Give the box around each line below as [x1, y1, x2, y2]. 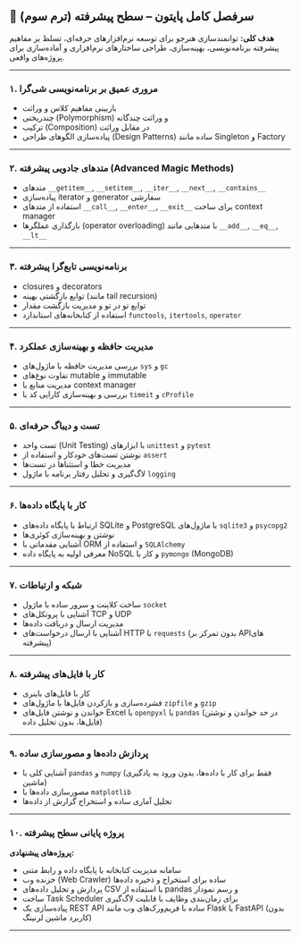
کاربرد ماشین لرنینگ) [21, 911, 92, 922]
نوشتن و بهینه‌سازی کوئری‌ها [21, 529, 115, 539]
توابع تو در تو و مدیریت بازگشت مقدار [21, 300, 146, 310]
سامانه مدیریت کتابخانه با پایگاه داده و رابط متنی [21, 864, 181, 875]
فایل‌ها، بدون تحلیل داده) [21, 716, 103, 727]
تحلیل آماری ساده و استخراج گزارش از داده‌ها [21, 796, 172, 807]
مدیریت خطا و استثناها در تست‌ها [21, 459, 131, 470]
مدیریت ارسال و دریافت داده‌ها [21, 618, 124, 629]
